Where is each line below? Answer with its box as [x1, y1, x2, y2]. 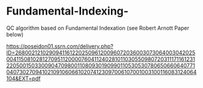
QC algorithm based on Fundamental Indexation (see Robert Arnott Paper [6, 24, 190, 32]
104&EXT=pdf [6, 75, 41, 82]
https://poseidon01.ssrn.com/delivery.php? [6, 42, 114, 50]
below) [6, 30, 24, 38]
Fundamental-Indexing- [6, 4, 129, 18]
